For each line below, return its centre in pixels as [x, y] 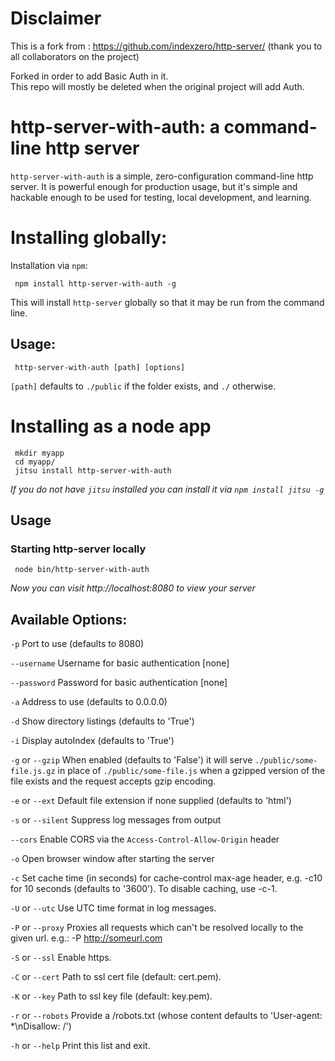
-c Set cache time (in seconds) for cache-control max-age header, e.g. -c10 [166, 878]
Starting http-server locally [78, 549]
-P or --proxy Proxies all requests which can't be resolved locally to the [157, 928]
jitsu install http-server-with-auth [93, 470]
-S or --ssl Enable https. [61, 958]
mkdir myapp [39, 453]
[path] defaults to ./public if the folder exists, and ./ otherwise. [143, 386]
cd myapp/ [35, 462]
